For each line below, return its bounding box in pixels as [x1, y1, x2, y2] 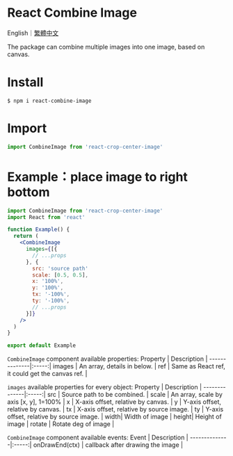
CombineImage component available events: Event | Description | [7, 433, 189, 442]
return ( [13, 233, 39, 240]
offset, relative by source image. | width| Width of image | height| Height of [7, 412, 223, 421]
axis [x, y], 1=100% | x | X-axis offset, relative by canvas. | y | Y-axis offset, [7, 398, 221, 406]
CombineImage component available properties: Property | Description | [7, 355, 208, 363]
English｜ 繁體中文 [7, 28, 59, 37]
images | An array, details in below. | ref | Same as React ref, [53, 362, 226, 370]
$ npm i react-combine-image [7, 97, 92, 104]
